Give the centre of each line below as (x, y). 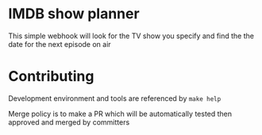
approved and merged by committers (69, 122)
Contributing (51, 77)
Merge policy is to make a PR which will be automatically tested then (120, 114)
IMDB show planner (74, 14)
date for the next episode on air (60, 44)
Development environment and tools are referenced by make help (115, 98)
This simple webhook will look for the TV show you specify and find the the (131, 36)
